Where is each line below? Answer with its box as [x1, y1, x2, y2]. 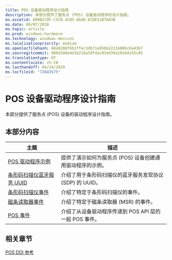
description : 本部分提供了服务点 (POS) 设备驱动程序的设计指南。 [5, 12, 132, 17]
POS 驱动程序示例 [8, 157, 51, 165]
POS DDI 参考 [5, 249, 34, 255]
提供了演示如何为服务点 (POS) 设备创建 [60, 154, 155, 161]
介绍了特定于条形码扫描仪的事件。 [60, 188, 143, 195]
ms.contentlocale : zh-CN [5, 60, 58, 65]
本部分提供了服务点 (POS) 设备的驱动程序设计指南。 [5, 111, 115, 117]
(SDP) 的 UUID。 [60, 179, 101, 186]
